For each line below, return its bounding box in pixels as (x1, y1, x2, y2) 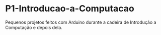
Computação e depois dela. (5, 24, 63, 30)
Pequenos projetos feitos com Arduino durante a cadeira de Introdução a (5, 19, 156, 25)
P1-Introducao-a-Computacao (5, 3, 134, 14)
